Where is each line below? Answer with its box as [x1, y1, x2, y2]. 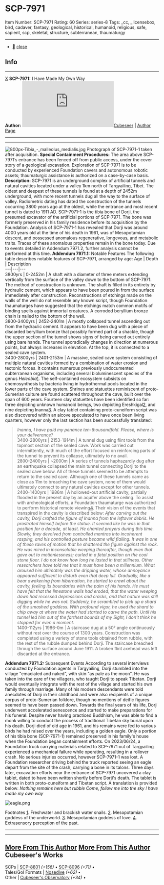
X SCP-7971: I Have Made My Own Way [5, 76, 85, 81]
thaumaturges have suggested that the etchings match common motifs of [5, 303, 153, 308]
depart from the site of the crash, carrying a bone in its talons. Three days [5, 764, 154, 770]
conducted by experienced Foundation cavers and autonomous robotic [5, 167, 148, 173]
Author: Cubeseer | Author [5, 122, 151, 128]
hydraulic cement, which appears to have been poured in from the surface [5, 287, 155, 293]
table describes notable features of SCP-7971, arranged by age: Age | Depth [5, 255, 159, 261]
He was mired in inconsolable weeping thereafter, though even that [17, 546, 153, 552]
